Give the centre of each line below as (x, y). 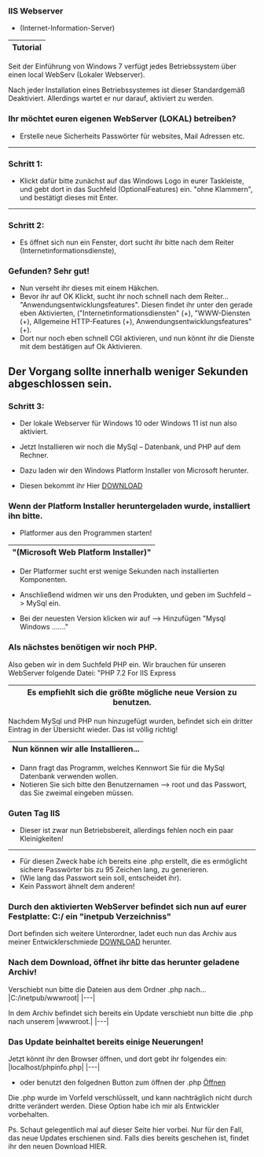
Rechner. (34, 455)
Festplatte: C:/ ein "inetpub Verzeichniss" (90, 916)
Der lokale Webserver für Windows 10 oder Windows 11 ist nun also (128, 423)
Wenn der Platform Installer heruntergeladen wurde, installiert (129, 507)
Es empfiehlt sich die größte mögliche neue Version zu (132, 692)
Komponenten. (43, 580)
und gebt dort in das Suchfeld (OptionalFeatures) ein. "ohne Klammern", (136, 189)
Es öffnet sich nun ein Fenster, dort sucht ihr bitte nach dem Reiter (126, 242)
